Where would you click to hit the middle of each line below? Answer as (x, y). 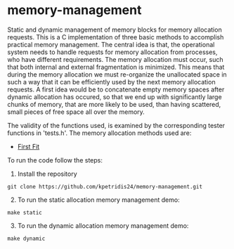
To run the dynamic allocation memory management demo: (103, 225)
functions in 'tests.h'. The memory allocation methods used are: (99, 133)
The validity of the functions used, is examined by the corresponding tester (116, 125)
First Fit (28, 146)
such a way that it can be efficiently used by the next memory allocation (111, 82)
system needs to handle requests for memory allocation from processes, (112, 52)
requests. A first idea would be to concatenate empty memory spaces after (116, 89)
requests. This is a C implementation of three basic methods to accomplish (116, 37)
